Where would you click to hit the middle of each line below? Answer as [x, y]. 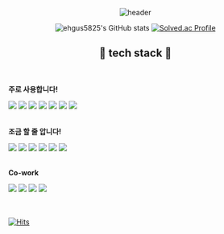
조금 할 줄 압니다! [35, 131]
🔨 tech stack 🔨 [135, 53]
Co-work [23, 172]
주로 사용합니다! [33, 89]
